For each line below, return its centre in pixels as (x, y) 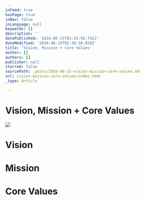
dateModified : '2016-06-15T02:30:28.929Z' (51, 43)
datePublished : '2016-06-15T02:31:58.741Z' (52, 39)
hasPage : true (20, 15)
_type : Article (21, 81)
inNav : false (19, 19)
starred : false (21, 67)
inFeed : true (19, 10)
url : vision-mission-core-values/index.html (53, 76)
